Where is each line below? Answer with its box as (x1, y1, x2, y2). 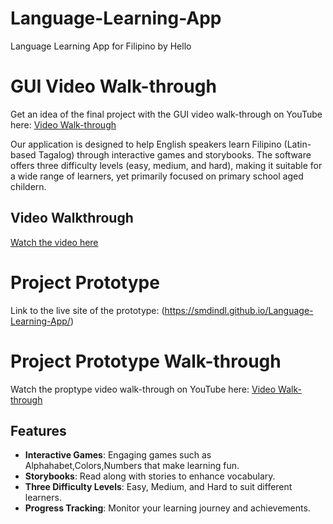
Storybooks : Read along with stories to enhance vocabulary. (24, 470, 276, 482)
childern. (10, 180, 47, 192)
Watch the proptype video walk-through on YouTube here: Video (10, 383, 277, 395)
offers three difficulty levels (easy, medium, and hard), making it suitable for (10, 159, 323, 171)
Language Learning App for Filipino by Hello (10, 40, 192, 52)
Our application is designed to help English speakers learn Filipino (10, 138, 282, 150)
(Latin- (283, 138, 312, 150)
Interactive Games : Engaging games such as (24, 449, 212, 461)
